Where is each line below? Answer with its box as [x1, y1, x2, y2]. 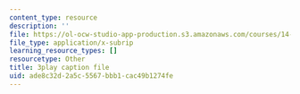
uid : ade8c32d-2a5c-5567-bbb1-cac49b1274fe [9, 72, 174, 81]
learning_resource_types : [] [9, 47, 118, 56]
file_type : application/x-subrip [9, 38, 134, 47]
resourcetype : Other [9, 55, 87, 64]
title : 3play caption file [9, 64, 110, 73]
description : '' [9, 21, 70, 30]
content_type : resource [9, 13, 98, 22]
